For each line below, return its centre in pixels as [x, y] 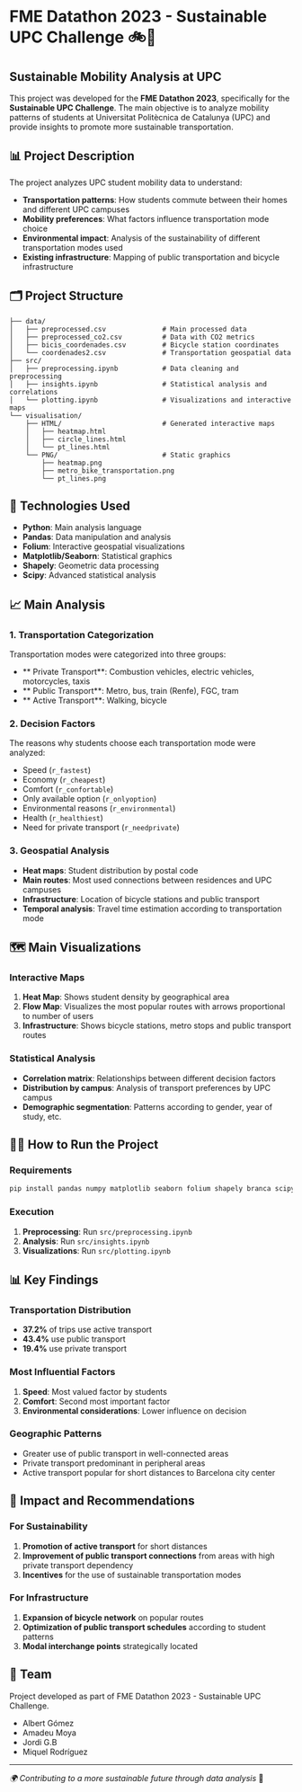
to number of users [58, 1016]
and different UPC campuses [76, 209]
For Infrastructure [49, 1598]
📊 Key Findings [54, 1279]
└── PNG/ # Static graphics [128, 455]
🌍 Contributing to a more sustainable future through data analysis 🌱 [137, 1778]
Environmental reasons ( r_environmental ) [99, 808]
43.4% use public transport [74, 1339]
